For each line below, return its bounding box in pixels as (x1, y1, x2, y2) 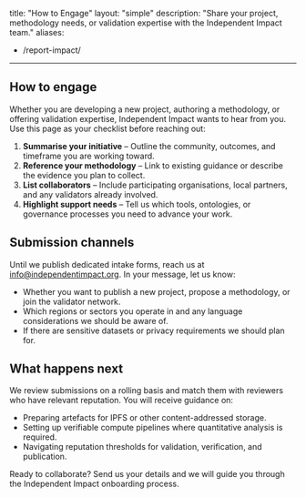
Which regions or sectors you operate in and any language (22, 305, 243, 317)
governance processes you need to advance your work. (22, 208, 233, 219)
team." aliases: (9, 27, 65, 37)
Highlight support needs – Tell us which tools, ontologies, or (22, 198, 251, 209)
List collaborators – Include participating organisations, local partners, (22, 179, 289, 190)
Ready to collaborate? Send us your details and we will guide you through (9, 469, 285, 480)
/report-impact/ (22, 45, 82, 56)
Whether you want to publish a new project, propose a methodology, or (22, 286, 291, 297)
